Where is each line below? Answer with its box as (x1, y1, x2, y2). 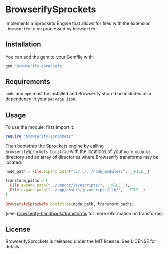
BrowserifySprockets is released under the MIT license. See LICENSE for (5, 238, 156, 244)
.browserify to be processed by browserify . (5, 25, 97, 31)
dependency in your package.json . (5, 96, 77, 102)
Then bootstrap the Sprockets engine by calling (5, 143, 104, 149)
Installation (5, 40, 41, 49)
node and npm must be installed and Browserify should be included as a (5, 91, 152, 97)
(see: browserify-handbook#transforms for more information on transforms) (5, 211, 163, 217)
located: (5, 159, 22, 165)
